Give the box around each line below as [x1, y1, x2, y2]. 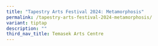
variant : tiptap [6, 20, 47, 26]
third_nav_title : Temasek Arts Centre [6, 31, 104, 37]
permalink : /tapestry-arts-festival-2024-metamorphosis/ [6, 14, 153, 20]
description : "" [6, 25, 47, 32]
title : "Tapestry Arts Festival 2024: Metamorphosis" [6, 8, 145, 15]
